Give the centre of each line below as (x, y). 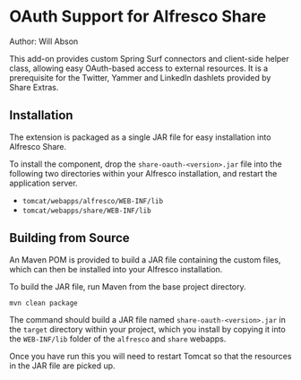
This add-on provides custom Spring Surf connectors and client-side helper (149, 58)
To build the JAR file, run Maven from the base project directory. (128, 286)
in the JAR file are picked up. (62, 366)
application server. (43, 183)
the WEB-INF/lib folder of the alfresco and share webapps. (118, 339)
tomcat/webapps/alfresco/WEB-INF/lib (93, 201)
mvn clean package (43, 303)
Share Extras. (34, 87)
